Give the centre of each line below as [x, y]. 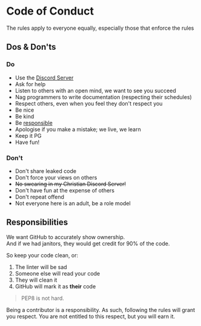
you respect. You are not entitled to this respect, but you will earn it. [91, 316]
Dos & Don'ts [31, 47]
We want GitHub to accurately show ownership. [66, 237]
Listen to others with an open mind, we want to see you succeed [96, 90]
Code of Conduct [50, 11]
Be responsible [34, 123]
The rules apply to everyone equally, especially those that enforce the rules [100, 28]
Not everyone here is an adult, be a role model [73, 203]
